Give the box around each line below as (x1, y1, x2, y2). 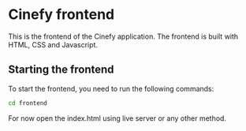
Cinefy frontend (8, 6, 115, 24)
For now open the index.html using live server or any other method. (8, 113, 227, 123)
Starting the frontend (8, 63, 114, 77)
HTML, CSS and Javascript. (8, 39, 99, 49)
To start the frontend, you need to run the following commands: (8, 84, 214, 93)
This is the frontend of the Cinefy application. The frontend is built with (8, 32, 239, 41)
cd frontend (8, 99, 47, 107)
